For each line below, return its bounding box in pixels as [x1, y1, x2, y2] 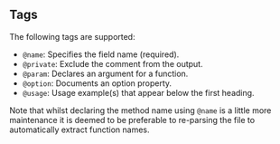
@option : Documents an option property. [22, 77, 173, 89]
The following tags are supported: [9, 31, 135, 42]
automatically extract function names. [9, 124, 151, 135]
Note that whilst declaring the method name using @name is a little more [9, 104, 272, 116]
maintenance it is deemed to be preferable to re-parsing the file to [9, 114, 256, 125]
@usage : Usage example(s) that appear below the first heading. [22, 87, 255, 98]
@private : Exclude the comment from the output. [22, 58, 203, 69]
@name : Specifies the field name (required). [22, 49, 180, 60]
